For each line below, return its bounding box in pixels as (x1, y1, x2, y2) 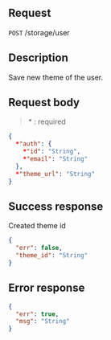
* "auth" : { (15, 140, 52, 148)
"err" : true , (15, 309, 60, 318)
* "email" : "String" (23, 155, 88, 163)
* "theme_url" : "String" (15, 170, 95, 178)
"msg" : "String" (15, 317, 70, 326)
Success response (8, 199, 104, 213)
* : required (27, 117, 66, 127)
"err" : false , (15, 244, 63, 252)
